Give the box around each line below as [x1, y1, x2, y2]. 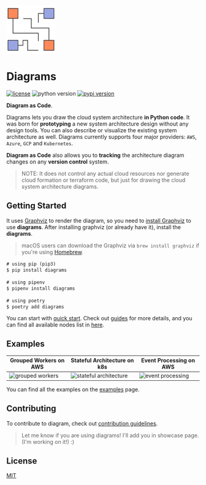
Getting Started [6, 201, 67, 211]
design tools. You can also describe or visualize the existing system [6, 126, 177, 133]
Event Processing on [140, 357, 195, 364]
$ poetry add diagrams [6, 304, 64, 310]
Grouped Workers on [10, 357, 65, 364]
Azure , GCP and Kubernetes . [6, 140, 74, 147]
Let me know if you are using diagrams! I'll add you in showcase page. [21, 431, 199, 439]
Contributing [6, 404, 56, 414]
